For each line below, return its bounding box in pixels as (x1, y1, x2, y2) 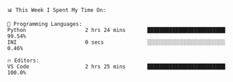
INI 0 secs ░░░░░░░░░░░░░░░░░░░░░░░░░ (7, 39, 226, 46)
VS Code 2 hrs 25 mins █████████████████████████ (7, 63, 226, 70)
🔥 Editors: (7, 57, 40, 64)
